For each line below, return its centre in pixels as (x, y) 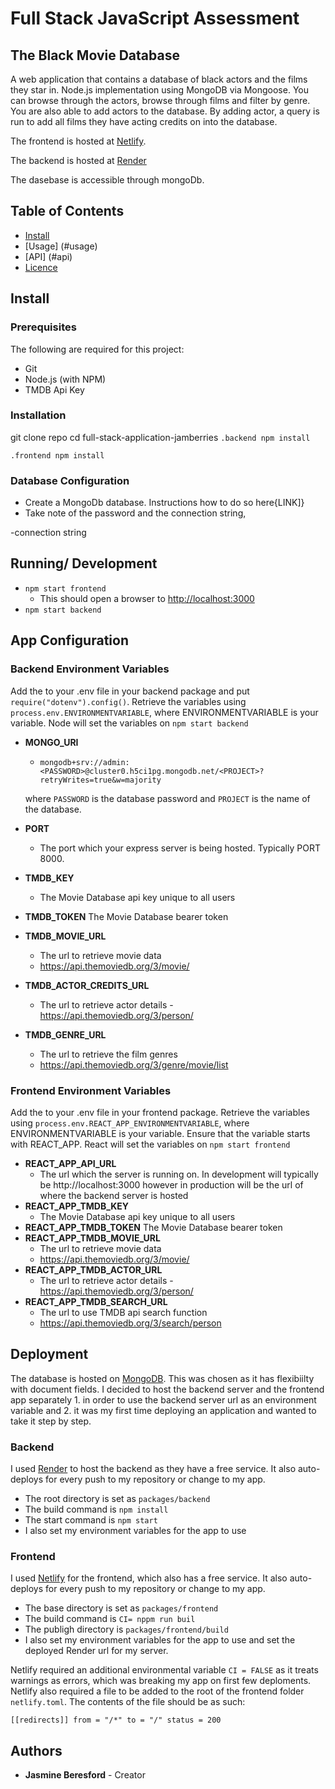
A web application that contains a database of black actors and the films (159, 79)
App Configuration (69, 640)
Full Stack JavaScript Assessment (155, 18)
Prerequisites (43, 327)
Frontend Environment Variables (91, 1090)
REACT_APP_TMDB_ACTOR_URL (93, 1269)
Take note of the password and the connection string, (135, 513)
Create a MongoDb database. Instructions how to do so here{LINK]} (164, 503)
